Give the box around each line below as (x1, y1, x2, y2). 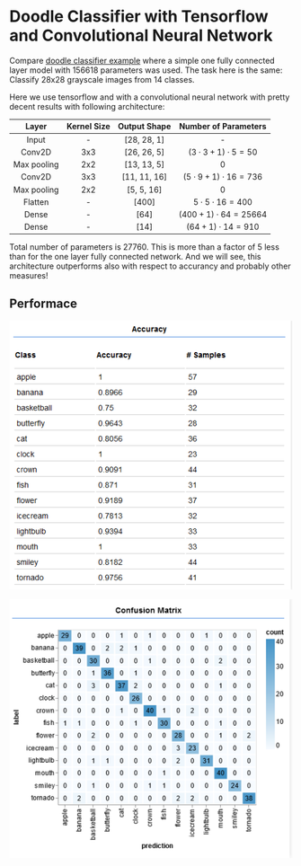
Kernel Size (66, 121, 111, 132)
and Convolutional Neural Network (9, 25, 273, 46)
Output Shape (118, 121, 172, 132)
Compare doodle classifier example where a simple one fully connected (9, 55, 276, 66)
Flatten (22, 196, 49, 208)
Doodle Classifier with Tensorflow (9, 6, 269, 27)
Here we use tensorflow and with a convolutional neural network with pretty (9, 92, 290, 102)
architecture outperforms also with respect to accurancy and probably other (9, 261, 291, 271)
